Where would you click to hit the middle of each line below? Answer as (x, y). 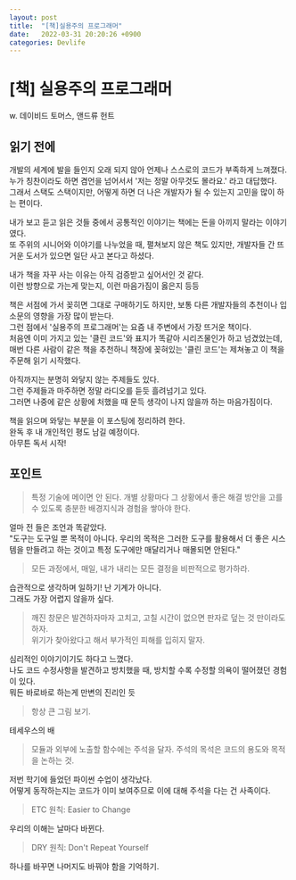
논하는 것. (58, 760)
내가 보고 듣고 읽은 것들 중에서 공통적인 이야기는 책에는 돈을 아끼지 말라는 (136, 222)
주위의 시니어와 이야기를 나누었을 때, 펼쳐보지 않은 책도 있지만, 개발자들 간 (147, 245)
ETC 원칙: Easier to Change (81, 809)
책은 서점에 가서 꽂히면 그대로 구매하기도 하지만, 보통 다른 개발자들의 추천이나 (144, 305)
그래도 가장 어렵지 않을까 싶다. (62, 598)
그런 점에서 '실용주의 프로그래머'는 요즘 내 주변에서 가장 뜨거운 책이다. (131, 327)
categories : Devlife (48, 42)
